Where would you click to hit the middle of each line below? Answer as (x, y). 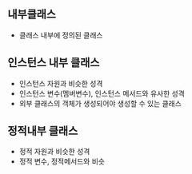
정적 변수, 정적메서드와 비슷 (62, 161)
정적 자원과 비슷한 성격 (54, 152)
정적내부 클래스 (43, 131)
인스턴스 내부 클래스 (54, 63)
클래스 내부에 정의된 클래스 (61, 35)
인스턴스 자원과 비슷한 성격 (61, 83)
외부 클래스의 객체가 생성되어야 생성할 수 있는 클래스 (100, 103)
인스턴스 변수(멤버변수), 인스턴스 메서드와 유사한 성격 (102, 93)
